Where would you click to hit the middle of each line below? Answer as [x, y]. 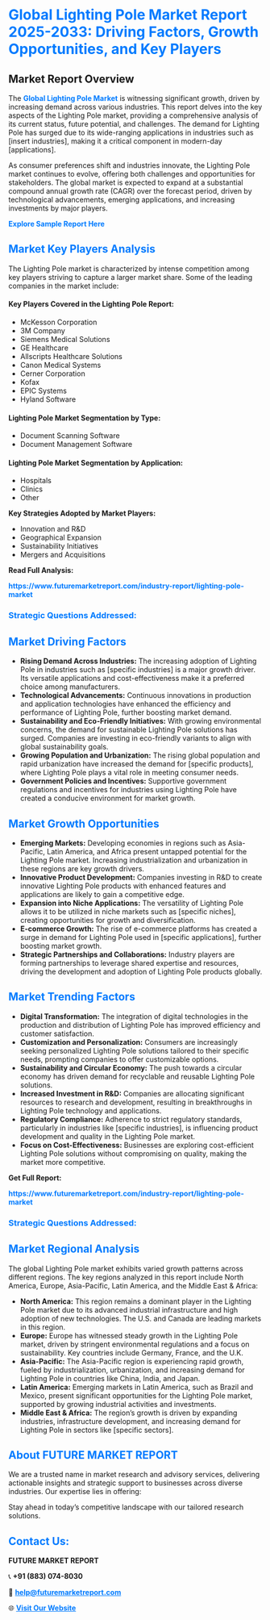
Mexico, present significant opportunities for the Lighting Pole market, [136, 1395]
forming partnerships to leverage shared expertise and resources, [129, 962]
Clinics [31, 489]
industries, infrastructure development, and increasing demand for [131, 1421]
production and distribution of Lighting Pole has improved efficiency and [140, 1025]
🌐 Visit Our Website [42, 1608]
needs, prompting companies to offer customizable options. [119, 1059]
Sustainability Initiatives [59, 546]
